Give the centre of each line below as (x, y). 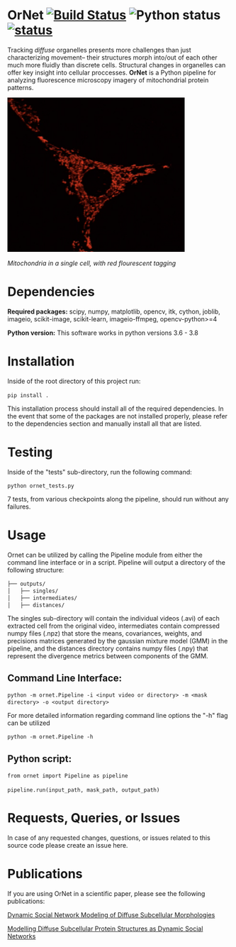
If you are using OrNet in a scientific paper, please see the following (106, 893)
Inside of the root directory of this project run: (74, 381)
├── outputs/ (27, 584)
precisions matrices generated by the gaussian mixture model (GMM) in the (118, 641)
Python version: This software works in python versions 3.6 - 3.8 (103, 333)
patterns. (21, 87)
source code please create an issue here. (68, 846)
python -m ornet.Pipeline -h (50, 737)
